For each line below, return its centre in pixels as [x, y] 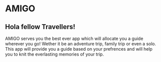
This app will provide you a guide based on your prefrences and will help [79, 49]
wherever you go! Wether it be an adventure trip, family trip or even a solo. [80, 44]
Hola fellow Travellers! [40, 27]
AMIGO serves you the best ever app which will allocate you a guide [74, 38]
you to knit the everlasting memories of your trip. [55, 54]
